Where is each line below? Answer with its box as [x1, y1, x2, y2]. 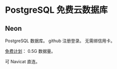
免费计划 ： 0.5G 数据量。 [5, 48, 56, 54]
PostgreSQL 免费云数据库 [5, 4, 108, 16]
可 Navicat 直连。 [5, 59, 40, 64]
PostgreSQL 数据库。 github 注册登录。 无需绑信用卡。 [5, 38, 115, 44]
